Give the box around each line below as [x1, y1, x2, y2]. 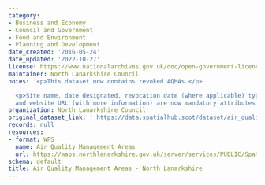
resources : [8, 128, 44, 136]
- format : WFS [8, 135, 55, 143]
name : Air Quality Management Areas [15, 142, 136, 150]
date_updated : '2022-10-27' [8, 56, 101, 64]
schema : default [8, 157, 62, 165]
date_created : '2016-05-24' [8, 48, 101, 56]
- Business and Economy [8, 19, 87, 27]
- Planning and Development [8, 41, 101, 49]
